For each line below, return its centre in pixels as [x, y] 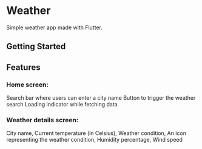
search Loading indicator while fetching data [62, 105]
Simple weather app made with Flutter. [55, 27]
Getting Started [36, 47]
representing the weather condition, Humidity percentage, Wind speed [95, 140]
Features [23, 67]
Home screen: [27, 85]
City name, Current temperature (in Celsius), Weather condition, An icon [96, 133]
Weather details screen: [42, 120]
